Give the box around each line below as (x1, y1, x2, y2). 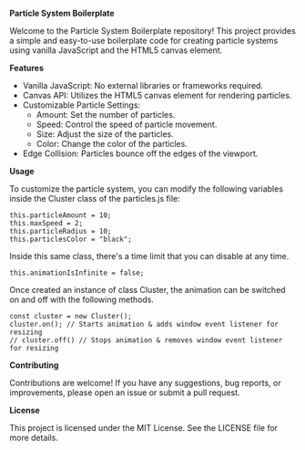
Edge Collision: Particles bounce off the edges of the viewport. (22, 148, 259, 159)
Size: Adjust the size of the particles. (36, 129, 175, 140)
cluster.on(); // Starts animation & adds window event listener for (9, 319, 280, 329)
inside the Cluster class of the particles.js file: (9, 194, 180, 204)
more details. (9, 433, 59, 443)
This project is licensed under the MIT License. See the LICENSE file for (9, 423, 279, 433)
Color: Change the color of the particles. (36, 139, 188, 149)
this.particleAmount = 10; (9, 211, 112, 220)
